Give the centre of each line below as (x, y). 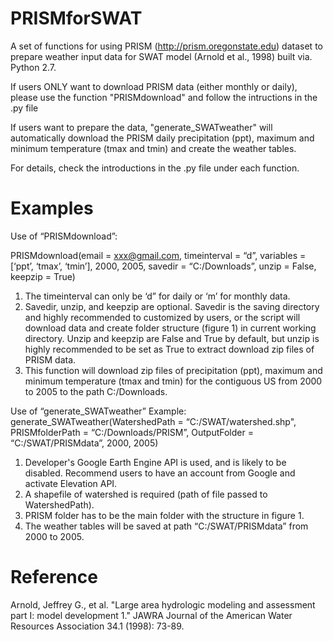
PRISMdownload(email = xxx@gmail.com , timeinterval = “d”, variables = (158, 255)
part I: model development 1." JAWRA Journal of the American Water (151, 615)
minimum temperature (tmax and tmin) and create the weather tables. (153, 148)
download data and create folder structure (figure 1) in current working (170, 328)
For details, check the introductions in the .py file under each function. (155, 168)
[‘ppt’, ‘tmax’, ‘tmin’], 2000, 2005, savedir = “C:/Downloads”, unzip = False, (163, 266)
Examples (52, 208)
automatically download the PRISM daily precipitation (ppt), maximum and (162, 138)
